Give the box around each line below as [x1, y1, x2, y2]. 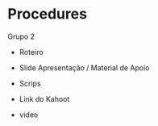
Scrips [19, 78, 41, 88]
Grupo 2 [7, 31, 35, 41]
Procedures [7, 5, 88, 23]
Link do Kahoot [19, 94, 70, 103]
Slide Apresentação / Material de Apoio [19, 62, 150, 73]
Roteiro [19, 47, 44, 57]
